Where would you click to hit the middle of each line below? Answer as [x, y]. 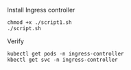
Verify [15, 41]
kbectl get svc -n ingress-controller [62, 60]
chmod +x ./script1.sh [39, 23]
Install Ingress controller [41, 10]
